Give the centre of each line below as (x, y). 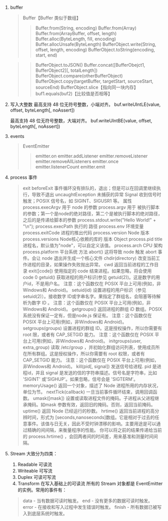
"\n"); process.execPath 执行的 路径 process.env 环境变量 (83, 226)
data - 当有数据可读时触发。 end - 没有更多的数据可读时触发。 (88, 501)
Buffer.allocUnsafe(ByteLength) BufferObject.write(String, (96, 44)
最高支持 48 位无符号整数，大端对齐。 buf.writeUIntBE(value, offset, (81, 121)
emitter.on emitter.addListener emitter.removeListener (92, 156)
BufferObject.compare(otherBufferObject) (79, 76)
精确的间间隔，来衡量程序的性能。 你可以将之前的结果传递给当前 (95, 430)
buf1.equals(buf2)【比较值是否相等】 (74, 93)
